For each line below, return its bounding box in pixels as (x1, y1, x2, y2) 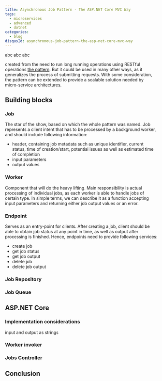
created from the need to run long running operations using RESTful (5, 61, 140, 67)
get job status (12, 248, 40, 254)
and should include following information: (5, 132, 88, 138)
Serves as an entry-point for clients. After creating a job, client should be (5, 223, 150, 229)
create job (12, 243, 32, 249)
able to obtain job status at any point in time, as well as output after (5, 229, 139, 235)
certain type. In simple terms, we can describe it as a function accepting (5, 195, 149, 201)
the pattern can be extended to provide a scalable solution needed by (5, 77, 144, 82)
